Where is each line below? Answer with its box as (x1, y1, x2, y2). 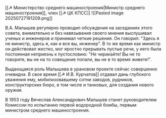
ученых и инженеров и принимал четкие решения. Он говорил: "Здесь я (5, 35, 160, 41)
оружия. (5, 87, 23, 93)
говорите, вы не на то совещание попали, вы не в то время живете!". (5, 57, 152, 62)
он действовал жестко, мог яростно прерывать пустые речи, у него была (5, 46, 162, 52)
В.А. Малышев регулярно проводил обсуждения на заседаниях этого (5, 25, 153, 31)
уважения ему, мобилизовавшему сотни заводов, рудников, (5, 77, 134, 82)
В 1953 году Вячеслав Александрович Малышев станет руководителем (5, 97, 157, 103)
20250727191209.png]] (5, 15, 53, 21)
